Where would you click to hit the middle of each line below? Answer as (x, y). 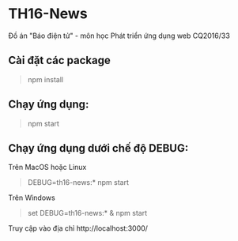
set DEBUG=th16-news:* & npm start (87, 213)
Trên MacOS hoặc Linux (47, 168)
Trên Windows (32, 198)
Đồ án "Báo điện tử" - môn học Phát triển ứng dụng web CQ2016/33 (119, 36)
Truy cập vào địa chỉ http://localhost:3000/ (78, 228)
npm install (45, 79)
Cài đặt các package (59, 60)
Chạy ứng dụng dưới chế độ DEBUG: (98, 148)
